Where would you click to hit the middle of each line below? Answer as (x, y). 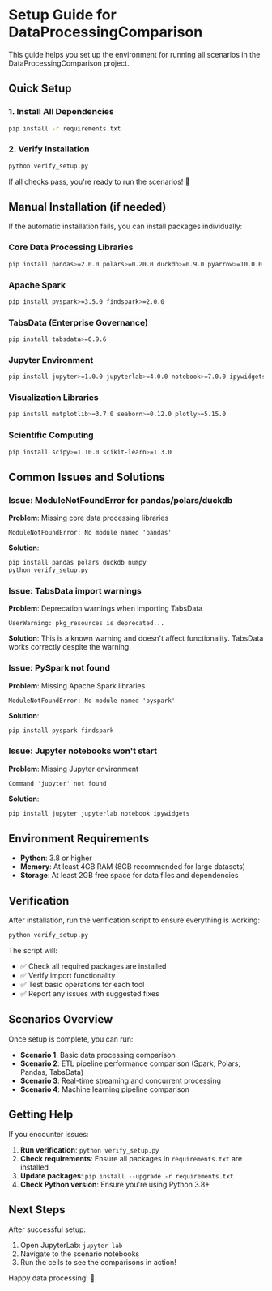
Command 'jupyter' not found (57, 783)
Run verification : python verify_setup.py (89, 1150)
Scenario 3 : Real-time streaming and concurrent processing (120, 1080)
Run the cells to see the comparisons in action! (98, 1262)
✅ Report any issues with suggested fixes (89, 994)
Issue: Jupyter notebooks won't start (83, 751)
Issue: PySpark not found (59, 668)
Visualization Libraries (53, 398)
